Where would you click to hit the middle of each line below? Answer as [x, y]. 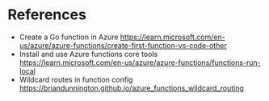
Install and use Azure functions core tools [88, 54]
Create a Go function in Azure [69, 37]
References [47, 15]
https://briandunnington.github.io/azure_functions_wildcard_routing [131, 88]
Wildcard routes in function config [76, 79]
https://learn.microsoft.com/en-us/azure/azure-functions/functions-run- [140, 63]
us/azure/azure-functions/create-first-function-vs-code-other [123, 45]
